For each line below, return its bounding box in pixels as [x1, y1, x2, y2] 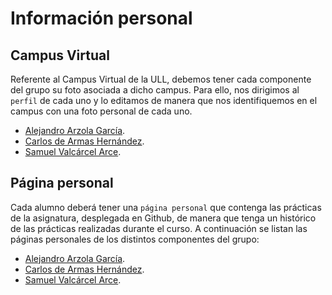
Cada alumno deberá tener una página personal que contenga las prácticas [10, 201, 322, 213]
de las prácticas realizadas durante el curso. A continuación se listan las [10, 222, 308, 234]
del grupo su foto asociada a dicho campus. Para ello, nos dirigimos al [10, 84, 300, 96]
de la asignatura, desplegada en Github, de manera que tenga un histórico [10, 212, 317, 224]
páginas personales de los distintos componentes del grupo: [10, 233, 260, 245]
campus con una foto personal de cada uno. [10, 105, 193, 117]
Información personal [10, 7, 193, 30]
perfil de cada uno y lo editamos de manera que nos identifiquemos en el [10, 95, 318, 106]
